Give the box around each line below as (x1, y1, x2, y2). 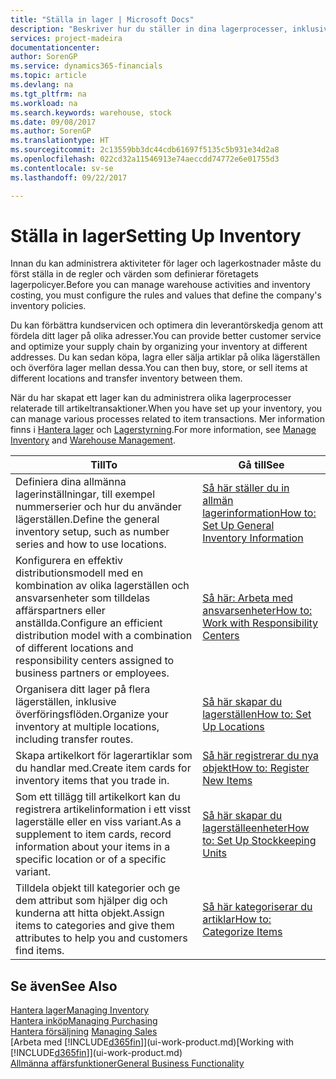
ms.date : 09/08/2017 (10, 117, 97, 127)
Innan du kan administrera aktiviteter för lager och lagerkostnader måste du (10, 257, 322, 270)
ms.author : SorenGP (10, 126, 92, 136)
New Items (202, 774, 253, 788)
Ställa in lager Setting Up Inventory (10, 224, 302, 247)
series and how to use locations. (15, 537, 167, 551)
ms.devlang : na (10, 80, 74, 90)
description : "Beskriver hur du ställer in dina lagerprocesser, (10, 24, 288, 34)
